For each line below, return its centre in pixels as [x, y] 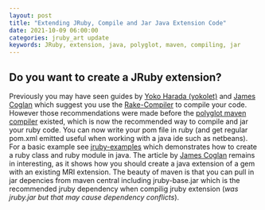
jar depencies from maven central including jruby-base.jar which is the [125, 180]
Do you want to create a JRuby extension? [115, 77]
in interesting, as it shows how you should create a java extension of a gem [132, 163]
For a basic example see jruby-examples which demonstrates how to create [133, 147]
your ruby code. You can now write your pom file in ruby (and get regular [129, 130]
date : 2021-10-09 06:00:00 [54, 30]
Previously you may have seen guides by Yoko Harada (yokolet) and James [132, 96]
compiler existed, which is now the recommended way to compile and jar [129, 121]
